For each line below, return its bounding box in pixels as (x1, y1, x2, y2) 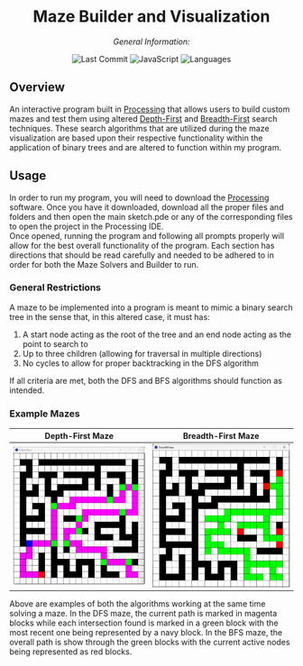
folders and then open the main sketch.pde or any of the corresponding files (9, 211, 293, 222)
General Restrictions (9, 281, 102, 294)
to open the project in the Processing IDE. (9, 221, 164, 232)
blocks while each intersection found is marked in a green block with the (9, 617, 279, 628)
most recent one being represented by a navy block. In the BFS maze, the (9, 627, 282, 638)
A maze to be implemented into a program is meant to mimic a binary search (9, 302, 293, 313)
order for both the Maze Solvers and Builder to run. (9, 259, 199, 269)
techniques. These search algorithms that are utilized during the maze (9, 123, 270, 133)
